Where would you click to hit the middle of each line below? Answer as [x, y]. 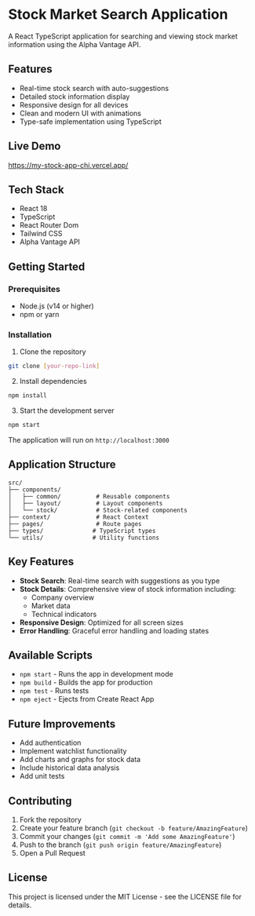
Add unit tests [42, 776]
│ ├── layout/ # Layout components [86, 503]
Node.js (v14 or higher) [56, 306]
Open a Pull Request [53, 853]
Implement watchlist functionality [73, 751]
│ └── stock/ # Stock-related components [98, 510]
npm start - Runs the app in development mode [97, 674]
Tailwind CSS [41, 234]
